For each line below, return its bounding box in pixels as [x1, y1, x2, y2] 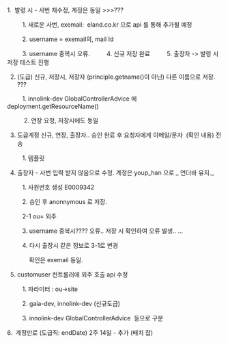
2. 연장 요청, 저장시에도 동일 [23, 116, 99, 125]
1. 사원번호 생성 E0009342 [22, 183, 95, 191]
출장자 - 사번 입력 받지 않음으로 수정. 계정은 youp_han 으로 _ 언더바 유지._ [16, 168, 214, 177]
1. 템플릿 [22, 154, 45, 162]
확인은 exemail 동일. [29, 256, 83, 264]
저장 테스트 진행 [7, 58, 50, 66]
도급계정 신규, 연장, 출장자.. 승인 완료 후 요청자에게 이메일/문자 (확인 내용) [16, 131, 214, 139]
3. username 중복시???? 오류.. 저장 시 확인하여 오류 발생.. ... [22, 227, 184, 235]
